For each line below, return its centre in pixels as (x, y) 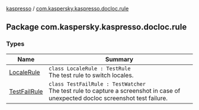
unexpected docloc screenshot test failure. (108, 98)
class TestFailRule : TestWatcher (97, 84)
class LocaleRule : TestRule (89, 68)
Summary (119, 59)
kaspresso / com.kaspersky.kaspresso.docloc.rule (68, 9)
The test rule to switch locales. (91, 75)
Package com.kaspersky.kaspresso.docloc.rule (97, 27)
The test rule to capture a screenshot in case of (114, 90)
